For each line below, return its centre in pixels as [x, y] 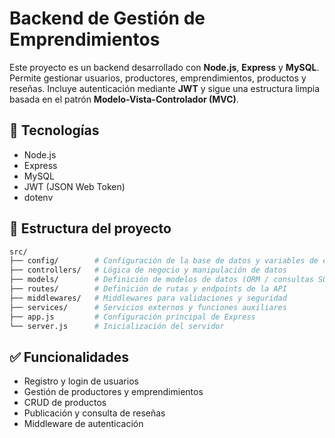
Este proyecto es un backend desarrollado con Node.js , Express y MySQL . [164, 67]
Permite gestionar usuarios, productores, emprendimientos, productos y [158, 78]
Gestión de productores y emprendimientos [113, 392]
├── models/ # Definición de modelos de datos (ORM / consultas [161, 280]
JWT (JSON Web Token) [74, 186]
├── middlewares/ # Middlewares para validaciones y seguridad [148, 298]
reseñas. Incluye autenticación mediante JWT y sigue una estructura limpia [165, 88]
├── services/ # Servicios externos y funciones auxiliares [148, 307]
